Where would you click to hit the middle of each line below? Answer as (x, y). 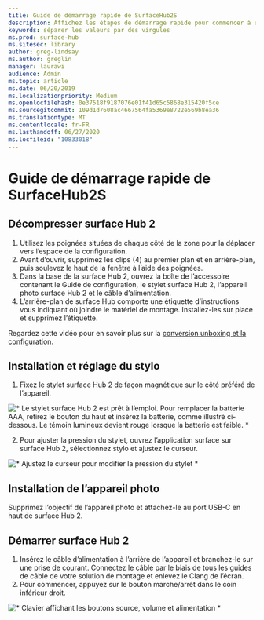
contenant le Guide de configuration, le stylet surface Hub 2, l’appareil (133, 284)
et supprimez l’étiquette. (59, 318)
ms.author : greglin (40, 60)
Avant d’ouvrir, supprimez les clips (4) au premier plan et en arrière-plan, (137, 259)
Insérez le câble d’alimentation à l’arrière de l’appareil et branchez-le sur (136, 559)
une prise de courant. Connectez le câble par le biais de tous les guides (136, 567)
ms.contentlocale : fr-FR (49, 125)
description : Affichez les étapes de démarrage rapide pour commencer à (130, 23)
